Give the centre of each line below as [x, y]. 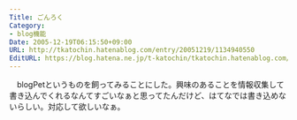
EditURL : [25, 58]
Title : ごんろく [36, 17]
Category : [27, 26]
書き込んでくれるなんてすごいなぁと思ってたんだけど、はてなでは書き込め [144, 95]
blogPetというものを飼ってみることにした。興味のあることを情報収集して [150, 84]
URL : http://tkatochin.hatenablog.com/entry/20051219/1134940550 [132, 50]
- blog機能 [28, 34]
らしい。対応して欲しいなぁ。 [71, 106]
